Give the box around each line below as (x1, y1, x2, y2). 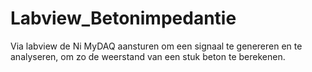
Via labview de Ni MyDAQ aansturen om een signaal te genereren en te (10, 40, 303, 52)
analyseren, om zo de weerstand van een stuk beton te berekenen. (10, 50, 286, 62)
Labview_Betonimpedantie (10, 7, 237, 30)
